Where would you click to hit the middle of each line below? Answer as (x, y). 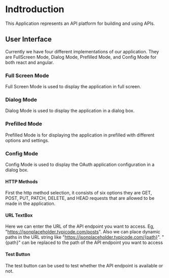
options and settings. (27, 140)
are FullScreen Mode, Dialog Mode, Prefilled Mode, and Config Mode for (81, 57)
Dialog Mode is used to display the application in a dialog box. (70, 111)
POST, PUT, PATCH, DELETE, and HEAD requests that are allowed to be (80, 198)
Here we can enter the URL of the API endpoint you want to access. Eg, (80, 226)
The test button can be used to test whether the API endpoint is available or (84, 265)
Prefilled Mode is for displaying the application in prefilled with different (80, 135)
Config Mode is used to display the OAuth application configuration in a (80, 164)
